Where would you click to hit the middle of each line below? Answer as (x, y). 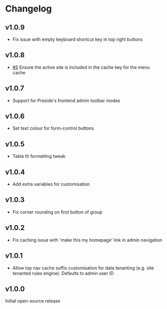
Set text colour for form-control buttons (53, 128)
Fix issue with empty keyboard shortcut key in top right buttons (77, 39)
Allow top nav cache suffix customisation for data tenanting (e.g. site (83, 268)
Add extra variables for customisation (51, 184)
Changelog (28, 9)
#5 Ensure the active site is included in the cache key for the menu (81, 67)
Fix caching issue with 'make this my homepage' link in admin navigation (87, 240)
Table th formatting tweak (39, 156)
